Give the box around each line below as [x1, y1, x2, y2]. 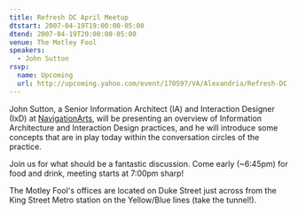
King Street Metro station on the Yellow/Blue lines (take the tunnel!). [9, 194, 257, 205]
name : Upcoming [17, 71, 74, 80]
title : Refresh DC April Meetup [9, 12, 129, 22]
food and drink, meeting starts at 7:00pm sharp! [9, 168, 184, 178]
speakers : [9, 46, 46, 55]
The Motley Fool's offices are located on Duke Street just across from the [9, 185, 277, 195]
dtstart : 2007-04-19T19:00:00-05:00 [9, 21, 145, 30]
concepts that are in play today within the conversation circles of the [9, 131, 260, 142]
